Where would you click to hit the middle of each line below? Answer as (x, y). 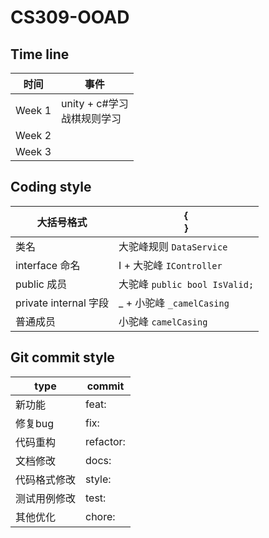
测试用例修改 (46, 498)
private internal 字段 (62, 303)
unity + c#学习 (95, 103)
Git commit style (62, 357)
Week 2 (33, 135)
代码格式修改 (46, 479)
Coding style (51, 187)
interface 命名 (48, 265)
